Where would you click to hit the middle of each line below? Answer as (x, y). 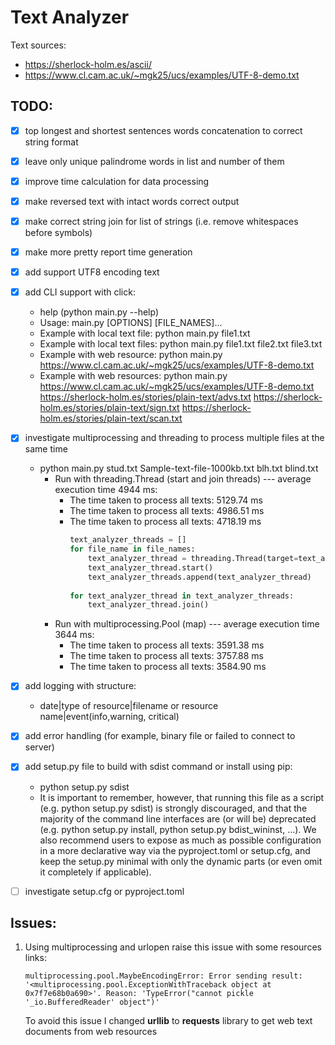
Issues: (33, 922)
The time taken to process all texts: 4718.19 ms (165, 522)
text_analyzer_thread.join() (148, 605)
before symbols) (58, 233)
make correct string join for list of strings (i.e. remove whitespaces (161, 221)
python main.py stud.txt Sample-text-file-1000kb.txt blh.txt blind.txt (179, 468)
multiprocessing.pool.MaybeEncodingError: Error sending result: (163, 976)
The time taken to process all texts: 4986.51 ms (167, 511)
